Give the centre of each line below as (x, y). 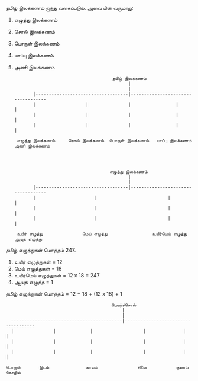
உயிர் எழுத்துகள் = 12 (38, 262)
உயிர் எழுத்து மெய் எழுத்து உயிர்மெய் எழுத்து (102, 234)
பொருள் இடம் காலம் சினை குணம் (97, 367)
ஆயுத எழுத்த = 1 (34, 282)
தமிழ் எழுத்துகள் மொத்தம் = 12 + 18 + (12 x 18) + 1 (64, 294)
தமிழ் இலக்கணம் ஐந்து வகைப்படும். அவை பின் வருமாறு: (69, 8)
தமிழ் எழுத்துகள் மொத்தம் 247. (41, 250)
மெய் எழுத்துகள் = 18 (38, 269)
